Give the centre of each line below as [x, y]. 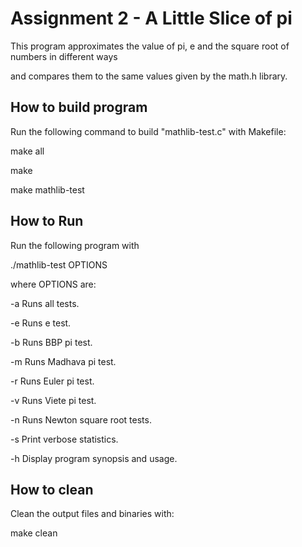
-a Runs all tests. [45, 303]
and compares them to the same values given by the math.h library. [149, 76]
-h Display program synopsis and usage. [94, 458]
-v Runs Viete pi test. [53, 400]
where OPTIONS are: [53, 284]
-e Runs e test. [41, 323]
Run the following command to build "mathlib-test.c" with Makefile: [148, 131]
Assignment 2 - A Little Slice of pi [151, 18]
